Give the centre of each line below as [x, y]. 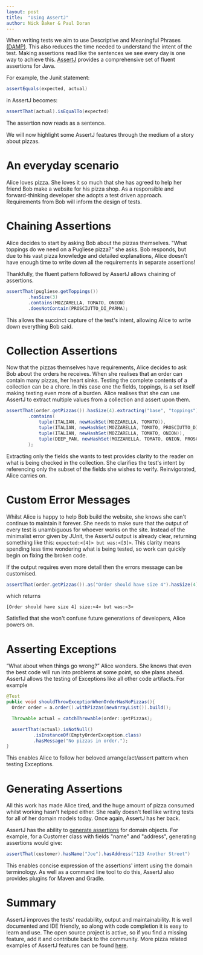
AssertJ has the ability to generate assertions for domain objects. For [92, 830]
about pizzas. [23, 141]
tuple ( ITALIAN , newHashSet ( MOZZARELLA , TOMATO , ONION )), [112, 433]
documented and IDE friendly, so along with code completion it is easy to [97, 926]
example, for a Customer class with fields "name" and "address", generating [101, 836]
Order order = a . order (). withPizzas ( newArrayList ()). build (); [92, 708]
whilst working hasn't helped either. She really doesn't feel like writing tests [100, 812]
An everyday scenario [63, 166]
